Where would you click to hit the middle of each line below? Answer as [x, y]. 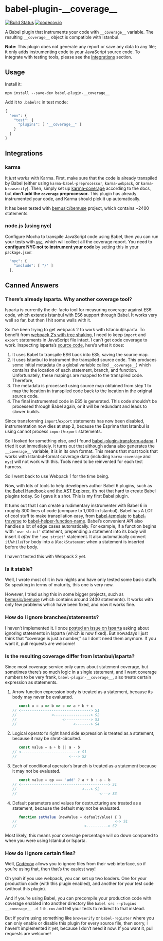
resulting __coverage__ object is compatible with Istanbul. [62, 37]
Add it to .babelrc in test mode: [36, 102]
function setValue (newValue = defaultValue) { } [70, 817]
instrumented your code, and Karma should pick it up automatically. [73, 199]
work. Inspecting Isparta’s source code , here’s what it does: [65, 345]
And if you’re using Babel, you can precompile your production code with [78, 898]
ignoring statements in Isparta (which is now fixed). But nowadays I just [77, 633]
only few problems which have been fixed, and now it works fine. [70, 605]
